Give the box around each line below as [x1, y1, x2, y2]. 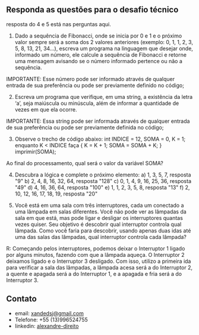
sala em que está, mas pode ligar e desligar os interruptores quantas [14, 214, 183, 221]
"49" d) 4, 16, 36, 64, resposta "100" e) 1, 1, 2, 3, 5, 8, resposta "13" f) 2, [14, 184, 190, 191]
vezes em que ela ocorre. [14, 106, 77, 113]
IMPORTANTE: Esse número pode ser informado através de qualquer [6, 75, 175, 82]
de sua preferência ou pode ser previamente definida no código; [6, 123, 164, 131]
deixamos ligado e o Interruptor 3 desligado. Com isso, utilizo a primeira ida [6, 258, 191, 265]
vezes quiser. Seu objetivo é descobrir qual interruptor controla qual [14, 221, 182, 228]
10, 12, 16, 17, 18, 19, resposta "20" [14, 190, 98, 197]
